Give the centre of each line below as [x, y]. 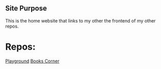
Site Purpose [26, 8]
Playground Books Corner [32, 61]
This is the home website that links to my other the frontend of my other [81, 20]
